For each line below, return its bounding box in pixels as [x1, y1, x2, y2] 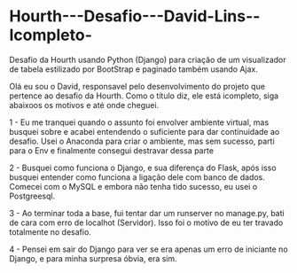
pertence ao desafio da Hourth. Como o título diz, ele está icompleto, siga [9, 90, 279, 101]
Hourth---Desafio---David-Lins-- [9, 6, 261, 27]
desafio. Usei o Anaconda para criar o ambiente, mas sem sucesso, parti [9, 136, 275, 146]
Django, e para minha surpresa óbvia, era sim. [9, 253, 177, 263]
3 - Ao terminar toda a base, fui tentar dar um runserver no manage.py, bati [9, 207, 285, 218]
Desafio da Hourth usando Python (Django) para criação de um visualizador [9, 54, 286, 65]
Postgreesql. [9, 191, 56, 201]
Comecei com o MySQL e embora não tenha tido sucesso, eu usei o [9, 181, 258, 191]
